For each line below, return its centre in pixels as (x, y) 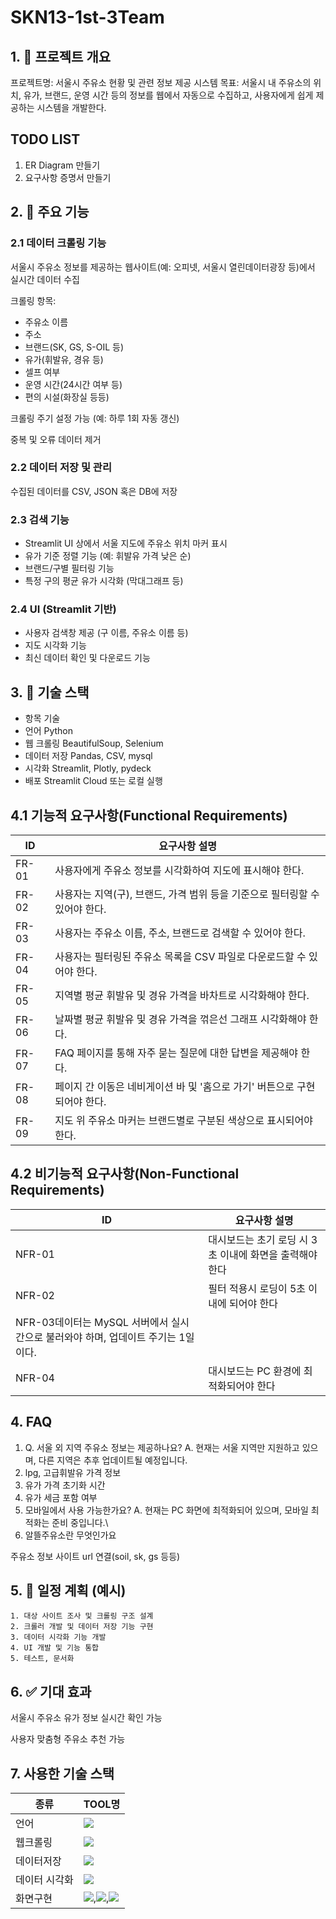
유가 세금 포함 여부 (61, 1497)
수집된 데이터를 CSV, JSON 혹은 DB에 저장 (94, 491)
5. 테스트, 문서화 (42, 1659)
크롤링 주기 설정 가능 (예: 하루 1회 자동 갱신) (95, 418)
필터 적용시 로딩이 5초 (257, 1288)
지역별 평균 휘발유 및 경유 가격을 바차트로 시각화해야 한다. (182, 996)
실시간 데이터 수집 (45, 279)
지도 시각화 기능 (55, 645)
